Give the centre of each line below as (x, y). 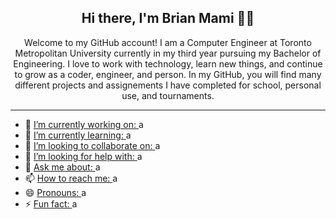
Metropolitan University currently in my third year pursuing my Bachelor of (168, 53)
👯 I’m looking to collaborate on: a (92, 145)
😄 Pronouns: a (55, 192)
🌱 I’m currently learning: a (78, 135)
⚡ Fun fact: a (51, 203)
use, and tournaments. (168, 95)
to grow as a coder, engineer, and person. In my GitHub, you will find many (168, 74)
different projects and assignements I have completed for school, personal (168, 85)
